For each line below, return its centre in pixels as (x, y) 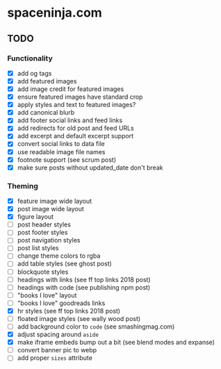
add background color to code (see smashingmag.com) (96, 326)
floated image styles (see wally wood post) (79, 318)
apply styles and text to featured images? (76, 105)
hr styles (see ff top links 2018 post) (68, 311)
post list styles (38, 248)
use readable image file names (61, 151)
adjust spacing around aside (58, 334)
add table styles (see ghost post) (65, 264)
